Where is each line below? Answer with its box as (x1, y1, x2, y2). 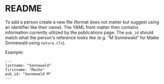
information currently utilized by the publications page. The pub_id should (5, 29, 154, 35)
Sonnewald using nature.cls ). (5, 40, 66, 45)
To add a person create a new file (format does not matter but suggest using (5, 19, 159, 25)
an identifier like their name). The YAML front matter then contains (5, 24, 139, 30)
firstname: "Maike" (5, 67, 45, 72)
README (5, 3, 42, 14)
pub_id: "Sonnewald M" (5, 71, 51, 76)
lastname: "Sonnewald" (5, 63, 51, 68)
